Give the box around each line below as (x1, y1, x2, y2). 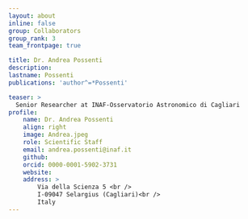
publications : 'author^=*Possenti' (8, 78, 128, 87)
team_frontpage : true (8, 42, 82, 50)
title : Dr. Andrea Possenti (8, 56, 103, 64)
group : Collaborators (8, 27, 82, 35)
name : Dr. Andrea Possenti (23, 116, 114, 124)
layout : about (8, 11, 57, 20)
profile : (8, 108, 38, 117)
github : (23, 153, 48, 161)
